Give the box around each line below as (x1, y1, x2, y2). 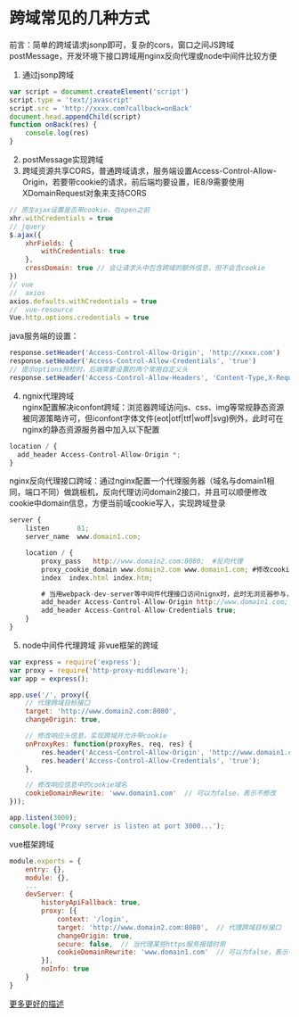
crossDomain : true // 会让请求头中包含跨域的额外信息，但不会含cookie (25, 264, 265, 273)
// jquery (9, 222, 46, 231)
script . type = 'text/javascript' (9, 95, 133, 104)
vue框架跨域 (9, 839, 55, 849)
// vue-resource (9, 305, 74, 314)
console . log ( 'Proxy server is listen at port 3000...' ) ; (9, 822, 225, 831)
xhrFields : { (25, 238, 74, 248)
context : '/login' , (56, 914, 129, 923)
